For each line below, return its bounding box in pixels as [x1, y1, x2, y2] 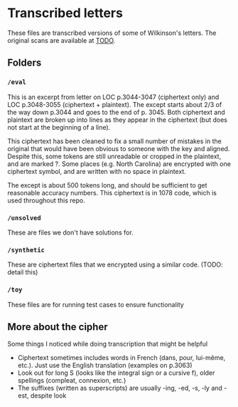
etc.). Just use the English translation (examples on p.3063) [17, 361, 193, 370]
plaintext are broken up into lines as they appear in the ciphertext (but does [7, 115, 228, 124]
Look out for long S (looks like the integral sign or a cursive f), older [17, 369, 215, 377]
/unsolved [7, 214, 41, 222]
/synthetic [7, 246, 45, 254]
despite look [30, 391, 67, 400]
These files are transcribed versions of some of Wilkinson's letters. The [7, 29, 217, 37]
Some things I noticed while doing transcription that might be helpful [7, 340, 208, 349]
